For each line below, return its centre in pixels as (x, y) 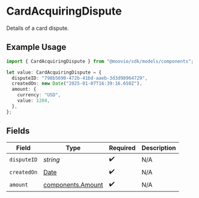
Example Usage (36, 47)
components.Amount (73, 185)
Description (159, 148)
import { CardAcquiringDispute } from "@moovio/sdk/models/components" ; (100, 61)
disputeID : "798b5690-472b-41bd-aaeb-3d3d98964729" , (80, 78)
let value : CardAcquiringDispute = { (54, 72)
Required (122, 148)
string (52, 160)
